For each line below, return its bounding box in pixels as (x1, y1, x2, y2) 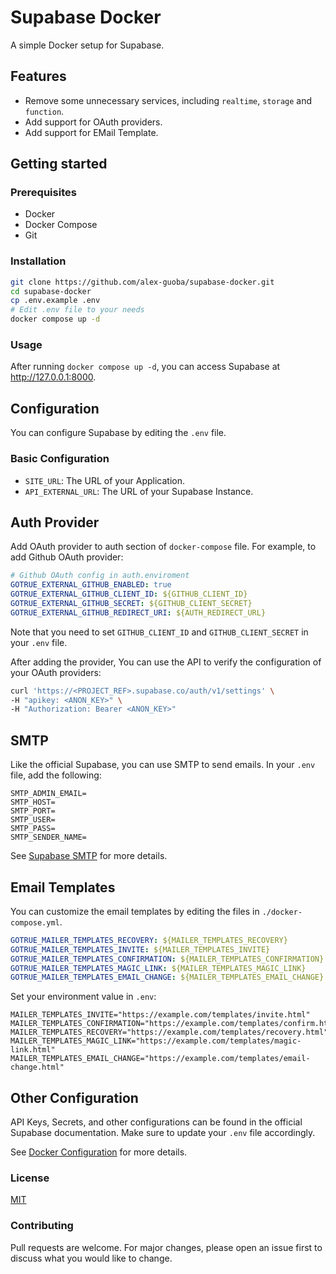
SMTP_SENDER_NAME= (10, 832, 87, 843)
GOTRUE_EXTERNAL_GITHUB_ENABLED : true (10, 580, 172, 590)
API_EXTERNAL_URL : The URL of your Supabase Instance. (24, 485, 254, 497)
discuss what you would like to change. (10, 1252, 173, 1264)
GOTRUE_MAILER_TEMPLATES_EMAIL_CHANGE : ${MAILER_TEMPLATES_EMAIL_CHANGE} (10, 972, 325, 983)
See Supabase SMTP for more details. (10, 850, 168, 862)
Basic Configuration (10, 452, 110, 466)
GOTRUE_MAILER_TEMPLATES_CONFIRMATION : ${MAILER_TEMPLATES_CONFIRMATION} (10, 954, 325, 964)
